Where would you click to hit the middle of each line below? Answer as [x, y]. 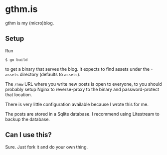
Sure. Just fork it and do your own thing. [47, 147]
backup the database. [28, 119]
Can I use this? [28, 135]
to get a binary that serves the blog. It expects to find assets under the [78, 69]
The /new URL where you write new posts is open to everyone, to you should [83, 84]
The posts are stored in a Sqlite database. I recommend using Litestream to [82, 114]
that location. [19, 94]
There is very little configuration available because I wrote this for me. [77, 104]
